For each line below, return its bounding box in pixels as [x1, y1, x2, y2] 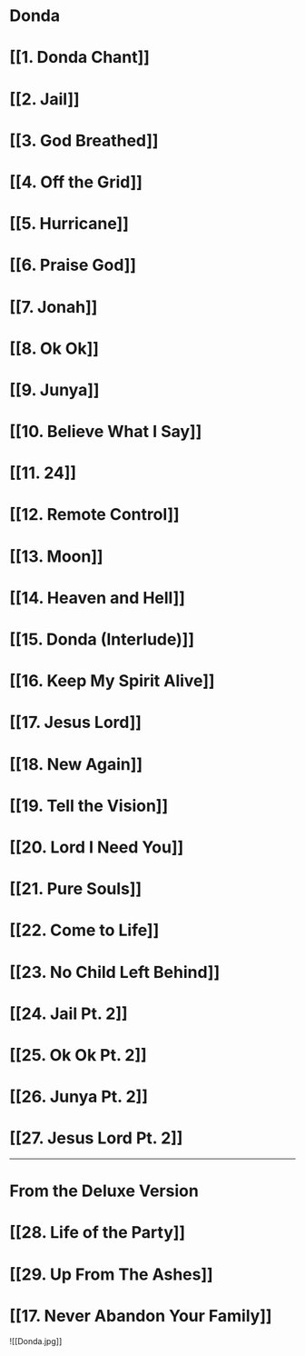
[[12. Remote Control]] [9, 504, 180, 525]
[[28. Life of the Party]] [9, 1222, 186, 1243]
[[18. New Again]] [9, 753, 143, 774]
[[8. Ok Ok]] [9, 338, 100, 359]
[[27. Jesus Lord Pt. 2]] [9, 1128, 183, 1149]
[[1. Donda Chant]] [9, 47, 150, 68]
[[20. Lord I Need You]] [9, 837, 184, 857]
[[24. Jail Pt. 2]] [9, 1003, 129, 1023]
